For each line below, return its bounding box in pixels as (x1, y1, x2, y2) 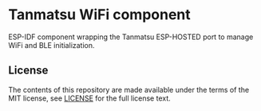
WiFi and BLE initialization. (8, 40, 95, 50)
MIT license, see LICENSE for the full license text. (8, 93, 172, 103)
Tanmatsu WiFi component (8, 6, 192, 24)
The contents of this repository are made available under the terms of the (8, 85, 250, 94)
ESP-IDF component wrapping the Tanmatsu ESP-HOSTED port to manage (8, 32, 254, 42)
